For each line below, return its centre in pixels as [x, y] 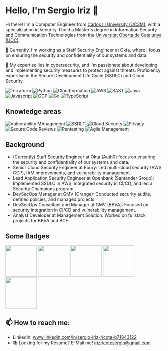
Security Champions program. [44, 189]
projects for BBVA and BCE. [41, 220]
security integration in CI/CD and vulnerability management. [74, 210]
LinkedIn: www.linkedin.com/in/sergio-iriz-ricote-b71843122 [74, 337]
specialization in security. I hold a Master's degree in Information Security [81, 29]
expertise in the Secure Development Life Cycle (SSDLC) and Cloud [75, 75]
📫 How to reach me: [38, 323]
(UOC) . [13, 40]
